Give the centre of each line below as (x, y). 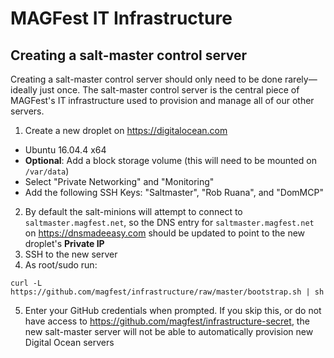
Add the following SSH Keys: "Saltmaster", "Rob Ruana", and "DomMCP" (174, 192)
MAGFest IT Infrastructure (121, 18)
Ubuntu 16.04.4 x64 (65, 150)
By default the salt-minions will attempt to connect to (133, 211)
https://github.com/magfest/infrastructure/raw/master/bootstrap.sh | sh (167, 292)
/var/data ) (47, 171)
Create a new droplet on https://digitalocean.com (126, 130)
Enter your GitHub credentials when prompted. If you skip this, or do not (173, 310)
